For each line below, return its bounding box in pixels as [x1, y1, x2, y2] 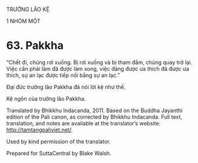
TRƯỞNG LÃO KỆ [6, 6, 50, 13]
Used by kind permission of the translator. [6, 138, 111, 145]
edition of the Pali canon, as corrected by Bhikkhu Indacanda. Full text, [6, 113, 183, 121]
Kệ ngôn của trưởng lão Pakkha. [6, 95, 86, 102]
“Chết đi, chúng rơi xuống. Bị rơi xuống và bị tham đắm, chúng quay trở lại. [6, 58, 193, 66]
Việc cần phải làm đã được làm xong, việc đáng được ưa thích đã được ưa [6, 65, 190, 72]
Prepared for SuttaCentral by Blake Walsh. [6, 149, 111, 157]
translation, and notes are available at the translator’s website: [6, 119, 161, 127]
